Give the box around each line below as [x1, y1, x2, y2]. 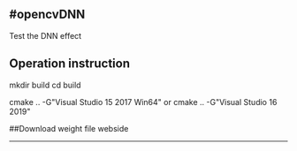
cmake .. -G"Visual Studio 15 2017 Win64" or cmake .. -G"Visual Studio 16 [9, 96, 278, 107]
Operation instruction [9, 57, 131, 72]
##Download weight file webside [9, 123, 129, 133]
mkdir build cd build [9, 79, 81, 90]
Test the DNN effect [9, 30, 82, 41]
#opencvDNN [9, 7, 86, 22]
